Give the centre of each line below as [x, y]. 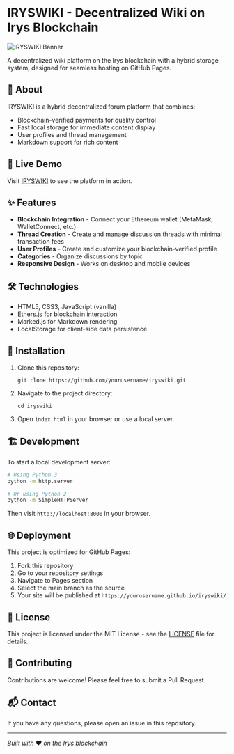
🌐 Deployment [39, 535]
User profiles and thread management [72, 134]
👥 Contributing [40, 663]
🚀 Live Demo [35, 164]
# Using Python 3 [32, 475]
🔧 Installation [36, 351]
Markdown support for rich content [68, 142]
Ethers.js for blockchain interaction [67, 314]
